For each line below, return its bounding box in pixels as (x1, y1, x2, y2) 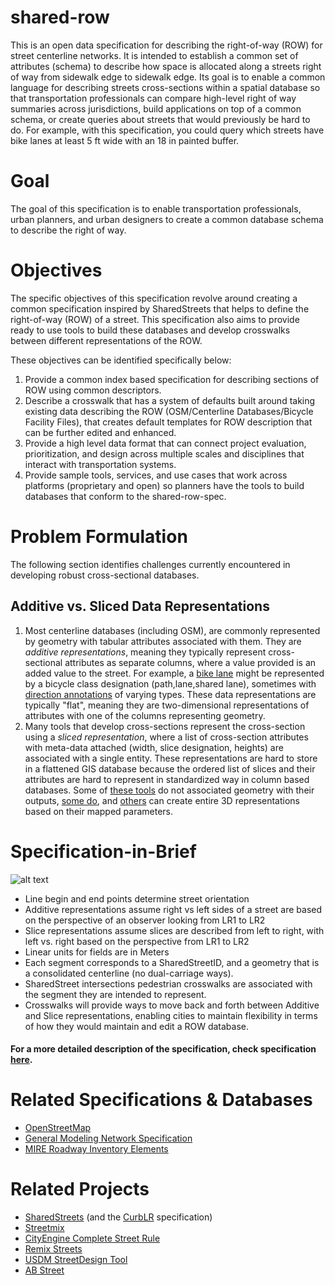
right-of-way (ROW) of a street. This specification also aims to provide (10, 313, 300, 325)
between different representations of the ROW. (10, 334, 203, 346)
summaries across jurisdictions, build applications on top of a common (10, 102, 302, 115)
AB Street (24, 1264, 65, 1276)
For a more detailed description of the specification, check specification (10, 1043, 317, 1055)
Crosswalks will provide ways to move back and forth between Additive (24, 999, 320, 1011)
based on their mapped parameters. (24, 805, 174, 817)
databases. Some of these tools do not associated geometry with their (24, 784, 315, 796)
